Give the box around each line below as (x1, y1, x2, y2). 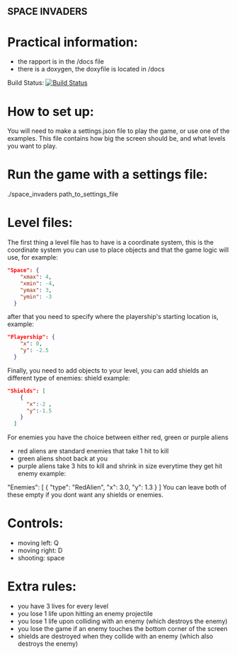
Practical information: (7, 34, 138, 50)
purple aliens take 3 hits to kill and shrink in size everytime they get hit (17, 462, 223, 470)
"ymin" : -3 (20, 293, 52, 300)
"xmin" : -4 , (20, 279, 55, 287)
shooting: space (17, 554, 65, 562)
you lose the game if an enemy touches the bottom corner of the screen (17, 625, 228, 633)
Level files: (7, 215, 73, 231)
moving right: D (17, 546, 63, 555)
